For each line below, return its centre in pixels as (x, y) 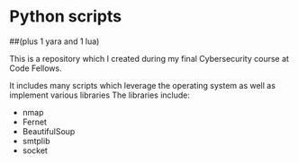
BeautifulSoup (49, 131)
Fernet (35, 122)
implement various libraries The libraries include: (100, 95)
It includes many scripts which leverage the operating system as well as (143, 85)
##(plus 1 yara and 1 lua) (54, 41)
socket (35, 150)
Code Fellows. (36, 68)
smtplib (36, 141)
